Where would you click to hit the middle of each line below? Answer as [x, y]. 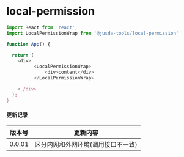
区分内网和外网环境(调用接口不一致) [86, 144]
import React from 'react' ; [42, 27]
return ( [23, 55]
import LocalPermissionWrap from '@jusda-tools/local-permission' [93, 33]
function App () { [28, 44]
